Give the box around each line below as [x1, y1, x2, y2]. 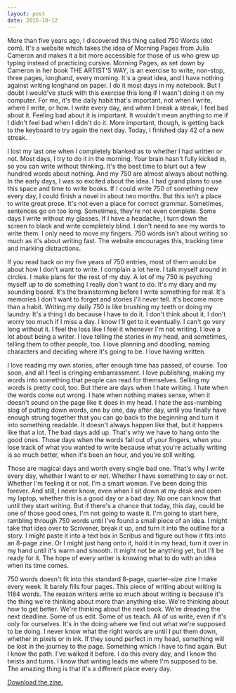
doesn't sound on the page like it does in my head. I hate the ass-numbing [7, 398, 223, 406]
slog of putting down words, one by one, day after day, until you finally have [7, 406, 227, 414]
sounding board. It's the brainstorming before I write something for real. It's [7, 287, 226, 296]
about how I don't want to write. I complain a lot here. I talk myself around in [7, 265, 227, 273]
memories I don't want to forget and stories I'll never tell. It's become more [7, 294, 223, 303]
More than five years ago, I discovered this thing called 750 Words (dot [7, 36, 213, 44]
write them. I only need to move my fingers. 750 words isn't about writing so [7, 229, 228, 238]
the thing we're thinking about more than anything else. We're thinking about [7, 597, 229, 605]
